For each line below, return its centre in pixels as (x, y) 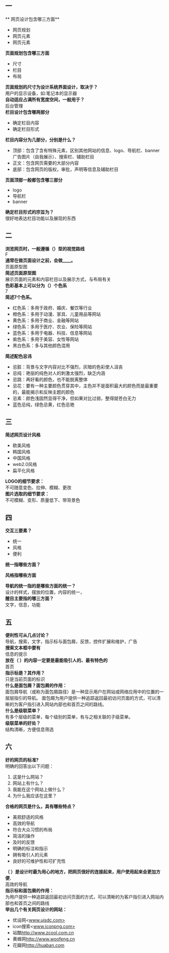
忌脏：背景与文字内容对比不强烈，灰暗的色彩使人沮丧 (68, 367)
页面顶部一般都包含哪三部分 (34, 180)
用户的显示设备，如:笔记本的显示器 (41, 93)
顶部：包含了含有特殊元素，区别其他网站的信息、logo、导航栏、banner (86, 150)
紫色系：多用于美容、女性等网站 (46, 339)
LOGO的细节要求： (25, 482)
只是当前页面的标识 (25, 679)
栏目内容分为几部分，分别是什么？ (40, 140)
